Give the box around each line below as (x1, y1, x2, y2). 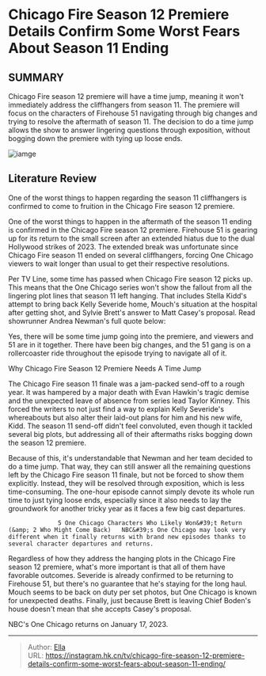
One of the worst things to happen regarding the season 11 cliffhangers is (8, 192, 247, 203)
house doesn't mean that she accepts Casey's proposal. (8, 604, 192, 613)
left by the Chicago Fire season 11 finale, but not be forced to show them (8, 469, 244, 480)
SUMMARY (8, 70, 65, 84)
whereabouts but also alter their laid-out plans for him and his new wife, (8, 412, 243, 422)
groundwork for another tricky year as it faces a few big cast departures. (8, 503, 245, 513)
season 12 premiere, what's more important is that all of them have (8, 562, 226, 572)
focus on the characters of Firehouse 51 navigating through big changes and (8, 108, 257, 118)
